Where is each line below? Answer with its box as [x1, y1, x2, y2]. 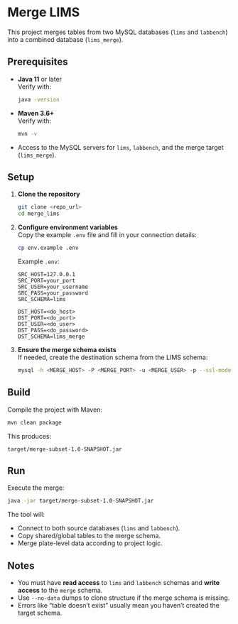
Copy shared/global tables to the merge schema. [17, 532, 161, 540]
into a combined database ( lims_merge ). [7, 35, 124, 43]
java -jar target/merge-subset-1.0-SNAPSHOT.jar [7, 498, 154, 505]
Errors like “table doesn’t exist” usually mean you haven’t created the [17, 601, 220, 609]
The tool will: [7, 510, 45, 519]
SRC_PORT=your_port [17, 277, 76, 284]
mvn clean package [7, 419, 62, 426]
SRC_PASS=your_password [17, 289, 89, 297]
